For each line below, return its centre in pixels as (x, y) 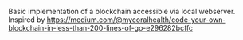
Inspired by (27, 20)
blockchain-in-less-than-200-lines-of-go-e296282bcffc (101, 28)
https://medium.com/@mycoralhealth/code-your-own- (136, 20)
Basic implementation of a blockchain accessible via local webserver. (122, 11)
